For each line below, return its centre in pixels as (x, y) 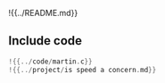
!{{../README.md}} (43, 13)
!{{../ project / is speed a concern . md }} (82, 70)
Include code (45, 41)
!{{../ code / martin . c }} (50, 62)
